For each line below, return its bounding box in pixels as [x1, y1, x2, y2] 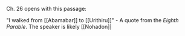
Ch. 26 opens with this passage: [6, 5, 86, 12]
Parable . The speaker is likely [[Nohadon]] [6, 23, 112, 30]
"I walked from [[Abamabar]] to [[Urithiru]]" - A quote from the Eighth [6, 17, 180, 23]
